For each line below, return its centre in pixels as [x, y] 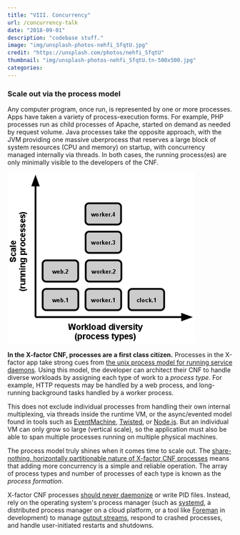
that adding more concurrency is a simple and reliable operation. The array [117, 466]
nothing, [20, 459]
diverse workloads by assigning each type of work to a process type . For [115, 378]
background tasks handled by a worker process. [102, 393]
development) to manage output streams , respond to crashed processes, [115, 518]
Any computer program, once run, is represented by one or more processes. [120, 109]
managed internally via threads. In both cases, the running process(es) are [117, 155]
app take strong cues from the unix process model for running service [129, 362]
